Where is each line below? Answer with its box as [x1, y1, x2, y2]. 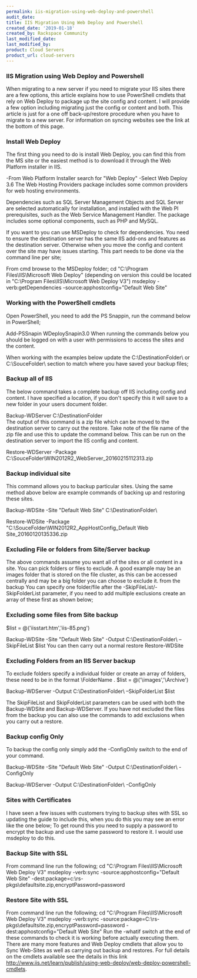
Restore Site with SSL [6, 896, 69, 904]
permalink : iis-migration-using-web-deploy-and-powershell [6, 8, 154, 15]
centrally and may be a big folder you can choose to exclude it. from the [6, 578, 181, 585]
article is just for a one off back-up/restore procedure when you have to [6, 110, 180, 117]
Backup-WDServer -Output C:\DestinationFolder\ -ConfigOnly [6, 781, 156, 788]
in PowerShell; [6, 319, 41, 326]
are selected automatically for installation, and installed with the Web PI [6, 205, 179, 212]
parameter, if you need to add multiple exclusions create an [42, 590, 186, 597]
